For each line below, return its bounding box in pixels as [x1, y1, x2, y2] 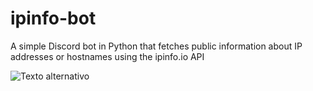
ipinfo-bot [10, 7, 97, 30]
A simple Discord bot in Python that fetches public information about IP [10, 40, 303, 52]
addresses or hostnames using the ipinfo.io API [10, 50, 205, 62]
